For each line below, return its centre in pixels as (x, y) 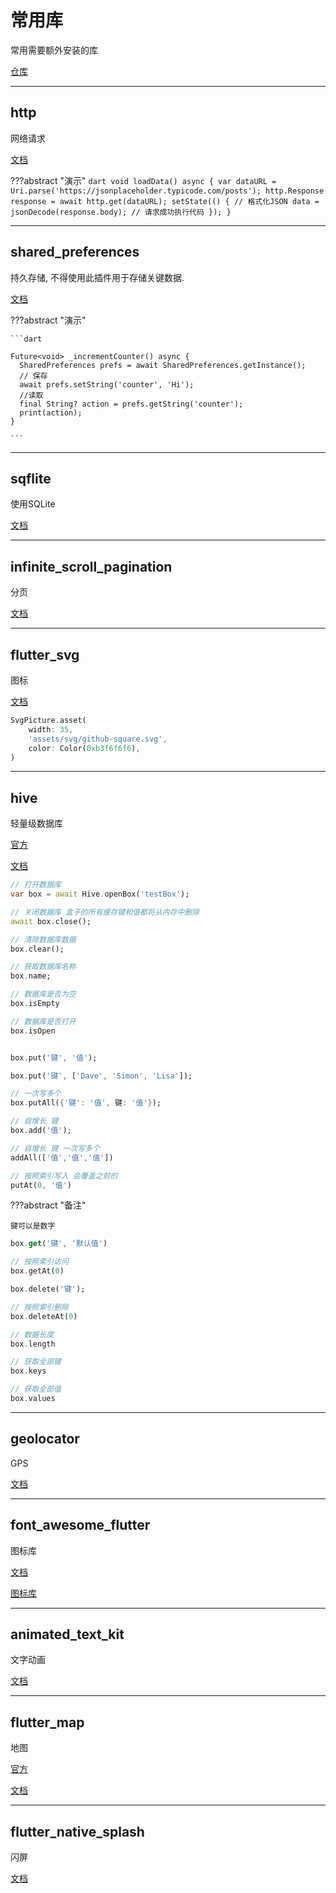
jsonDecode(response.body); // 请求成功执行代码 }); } (121, 212)
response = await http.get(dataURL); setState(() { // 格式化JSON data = (165, 201)
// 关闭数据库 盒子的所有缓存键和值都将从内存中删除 (105, 912)
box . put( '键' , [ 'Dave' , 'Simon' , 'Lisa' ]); (101, 1076)
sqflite (31, 478)
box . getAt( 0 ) (37, 1271)
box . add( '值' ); (41, 1131)
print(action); (51, 412)
